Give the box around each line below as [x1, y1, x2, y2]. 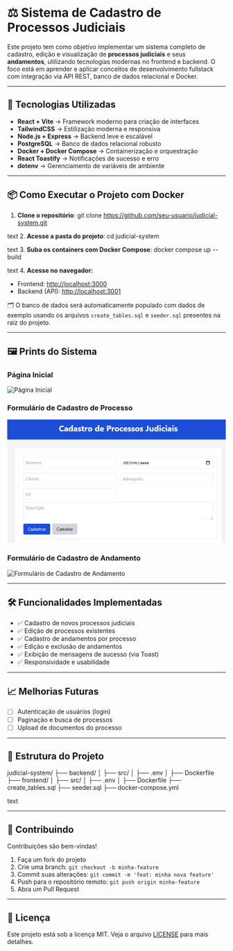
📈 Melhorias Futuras [7, 686, 99, 697]
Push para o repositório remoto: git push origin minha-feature [17, 877, 200, 886]
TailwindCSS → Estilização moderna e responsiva [17, 124, 161, 133]
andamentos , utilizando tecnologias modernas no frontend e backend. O [7, 57, 216, 65]
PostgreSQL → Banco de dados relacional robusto [17, 139, 162, 147]
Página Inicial [7, 370, 53, 379]
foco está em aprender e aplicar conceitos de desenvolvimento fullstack [7, 65, 214, 73]
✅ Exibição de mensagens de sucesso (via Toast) [17, 650, 159, 658]
